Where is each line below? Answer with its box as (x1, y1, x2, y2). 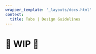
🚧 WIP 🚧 (5, 38, 39, 49)
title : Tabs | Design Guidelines (10, 16, 81, 21)
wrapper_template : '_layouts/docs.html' (5, 7, 92, 12)
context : (5, 12, 24, 17)
